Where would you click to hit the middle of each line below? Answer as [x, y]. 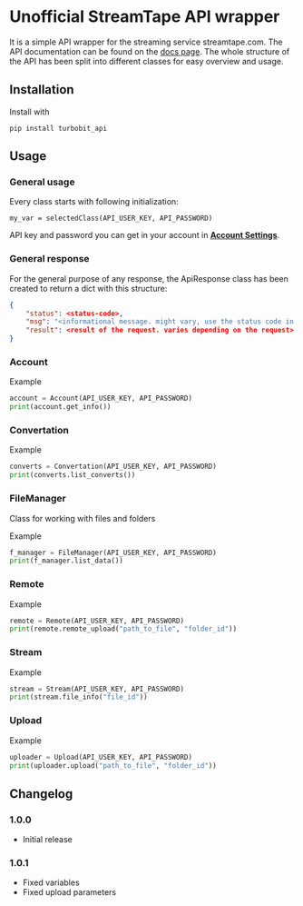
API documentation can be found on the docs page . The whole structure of [150, 51]
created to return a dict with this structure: [88, 288]
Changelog [41, 794]
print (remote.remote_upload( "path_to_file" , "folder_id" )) [123, 629]
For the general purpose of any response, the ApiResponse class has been [149, 278]
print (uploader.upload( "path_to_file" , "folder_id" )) [113, 765]
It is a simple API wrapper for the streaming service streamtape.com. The [146, 42]
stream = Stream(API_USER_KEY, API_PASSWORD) [97, 689]
